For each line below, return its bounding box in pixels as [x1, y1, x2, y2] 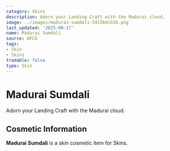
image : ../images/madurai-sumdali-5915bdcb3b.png [6, 19, 129, 25]
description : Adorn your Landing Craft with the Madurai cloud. [6, 14, 165, 20]
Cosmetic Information [6, 124, 87, 134]
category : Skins [6, 8, 45, 15]
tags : [6, 41, 19, 47]
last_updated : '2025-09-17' [6, 24, 75, 31]
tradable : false [6, 57, 45, 63]
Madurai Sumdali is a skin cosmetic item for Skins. [6, 139, 128, 146]
